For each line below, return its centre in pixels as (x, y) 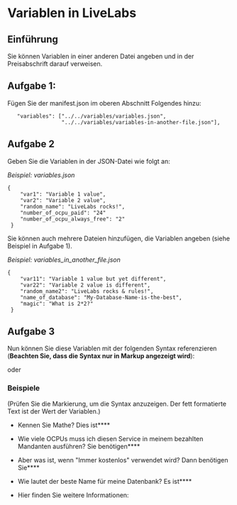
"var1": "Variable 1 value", (63, 194)
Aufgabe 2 (31, 144)
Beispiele (24, 388)
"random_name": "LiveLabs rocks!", (73, 206)
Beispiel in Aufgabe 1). (40, 245)
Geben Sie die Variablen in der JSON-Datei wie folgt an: (89, 161)
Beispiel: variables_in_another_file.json (64, 260)
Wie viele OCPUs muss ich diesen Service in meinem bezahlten (110, 438)
